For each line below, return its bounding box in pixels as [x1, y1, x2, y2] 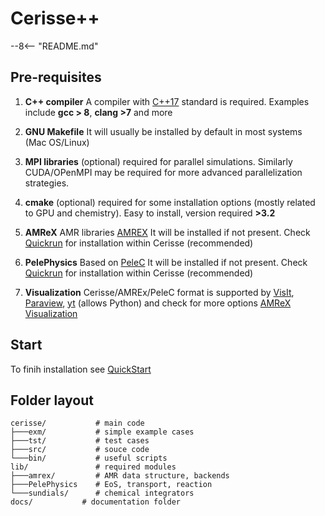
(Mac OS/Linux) [24, 136, 90, 148]
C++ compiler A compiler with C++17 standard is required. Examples [24, 95, 310, 107]
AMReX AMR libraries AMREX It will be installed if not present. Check [24, 226, 311, 238]
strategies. [24, 177, 70, 189]
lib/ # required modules [10, 462, 177, 472]
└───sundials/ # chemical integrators [10, 488, 195, 499]
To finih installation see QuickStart [10, 363, 152, 375]
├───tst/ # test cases [10, 436, 150, 446]
